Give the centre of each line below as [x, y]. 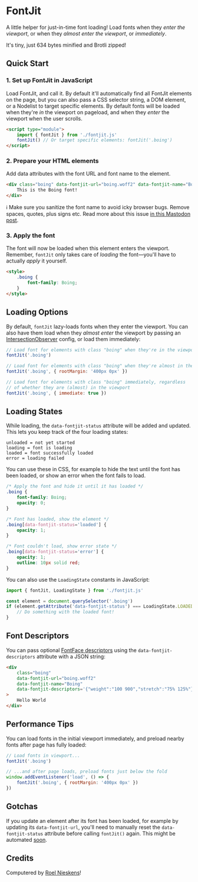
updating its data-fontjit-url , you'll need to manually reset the [83, 827]
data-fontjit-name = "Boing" [50, 684]
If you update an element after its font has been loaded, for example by [92, 821]
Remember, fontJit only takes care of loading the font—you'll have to [91, 255]
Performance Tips [40, 724]
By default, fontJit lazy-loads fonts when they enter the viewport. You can [97, 326]
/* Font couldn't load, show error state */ [62, 546]
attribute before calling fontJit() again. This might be [110, 833]
